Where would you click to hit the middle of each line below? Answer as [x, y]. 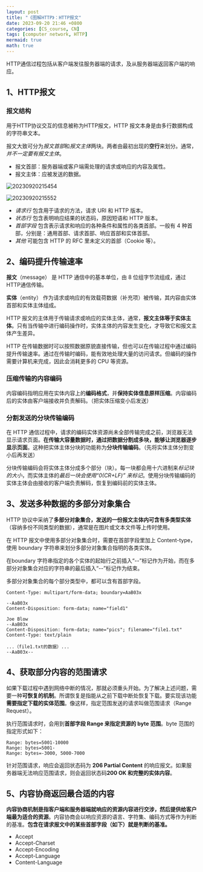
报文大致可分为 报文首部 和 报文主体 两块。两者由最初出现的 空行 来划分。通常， [101, 146]
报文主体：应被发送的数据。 [50, 174]
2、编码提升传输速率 [45, 261]
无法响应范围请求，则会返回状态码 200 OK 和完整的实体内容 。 [99, 773]
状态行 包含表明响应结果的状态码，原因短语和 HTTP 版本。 [88, 218]
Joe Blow [17, 619]
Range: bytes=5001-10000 [37, 743]
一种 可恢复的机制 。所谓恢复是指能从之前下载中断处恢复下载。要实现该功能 [104, 696]
